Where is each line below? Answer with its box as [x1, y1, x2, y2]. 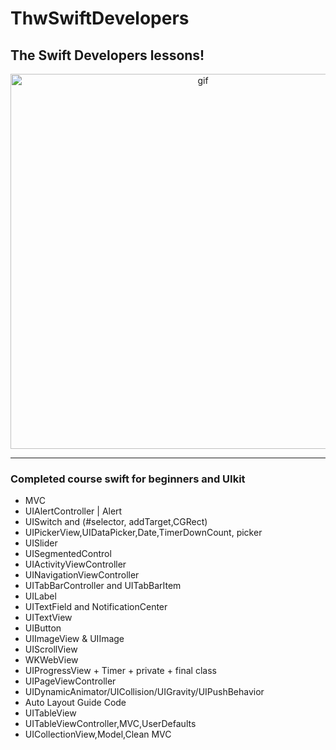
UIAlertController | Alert [24, 505, 123, 517]
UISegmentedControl [24, 548, 112, 560]
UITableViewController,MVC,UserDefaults [24, 718, 197, 730]
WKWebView [24, 654, 79, 666]
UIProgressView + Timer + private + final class [24, 665, 217, 677]
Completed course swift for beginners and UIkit [10, 472, 246, 486]
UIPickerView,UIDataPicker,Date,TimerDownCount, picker [24, 527, 263, 539]
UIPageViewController [24, 675, 117, 687]
